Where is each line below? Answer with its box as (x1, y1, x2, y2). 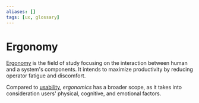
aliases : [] (6, 8, 36, 15)
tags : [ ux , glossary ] (6, 14, 60, 20)
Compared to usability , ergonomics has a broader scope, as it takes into (6, 84, 182, 91)
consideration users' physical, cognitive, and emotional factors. (6, 90, 162, 97)
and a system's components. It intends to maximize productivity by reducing (6, 66, 193, 73)
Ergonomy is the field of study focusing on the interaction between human (6, 60, 188, 67)
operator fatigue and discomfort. (6, 72, 86, 79)
